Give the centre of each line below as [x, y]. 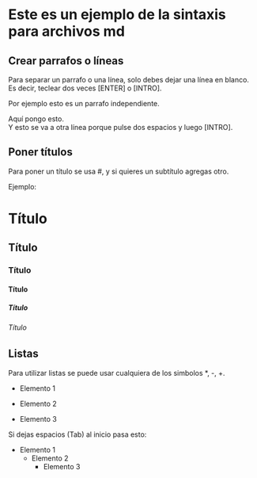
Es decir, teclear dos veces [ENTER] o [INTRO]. [85, 88]
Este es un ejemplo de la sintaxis [117, 15]
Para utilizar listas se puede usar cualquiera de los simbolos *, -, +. [117, 373]
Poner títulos [40, 152]
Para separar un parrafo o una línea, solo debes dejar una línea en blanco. [128, 80]
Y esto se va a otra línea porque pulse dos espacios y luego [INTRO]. [121, 127]
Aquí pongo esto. [36, 119]
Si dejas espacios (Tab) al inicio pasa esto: [77, 434]
